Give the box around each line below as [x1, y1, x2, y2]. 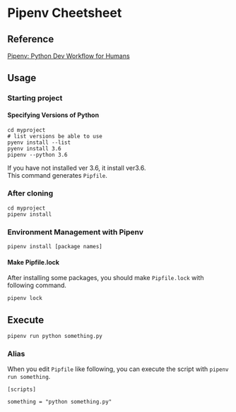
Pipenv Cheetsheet [7, 5, 122, 21]
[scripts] [7, 386, 37, 393]
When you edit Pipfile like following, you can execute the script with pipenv [7, 365, 229, 373]
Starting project [7, 93, 63, 103]
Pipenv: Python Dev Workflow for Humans [7, 51, 130, 60]
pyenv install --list [7, 139, 71, 146]
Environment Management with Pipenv [7, 227, 143, 237]
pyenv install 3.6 [7, 145, 61, 152]
